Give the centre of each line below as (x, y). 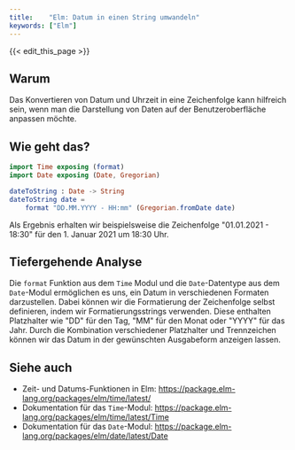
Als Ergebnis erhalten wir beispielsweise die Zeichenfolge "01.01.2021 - (139, 225)
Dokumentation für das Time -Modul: (87, 407)
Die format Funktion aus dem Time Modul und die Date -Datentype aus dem (145, 283)
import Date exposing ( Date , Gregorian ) (85, 175)
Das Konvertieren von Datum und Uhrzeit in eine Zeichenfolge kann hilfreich (148, 100)
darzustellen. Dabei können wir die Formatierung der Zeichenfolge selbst (142, 302)
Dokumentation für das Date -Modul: (87, 427)
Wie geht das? (50, 147)
